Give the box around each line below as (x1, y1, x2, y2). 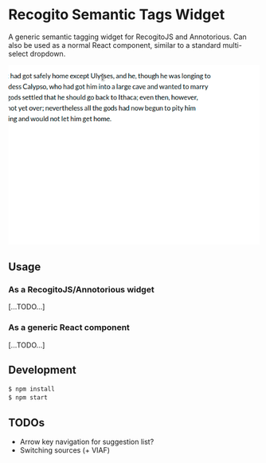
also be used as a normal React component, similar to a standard (8, 40, 221, 49)
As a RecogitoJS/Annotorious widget (8, 284, 155, 295)
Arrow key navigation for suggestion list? (19, 437, 155, 446)
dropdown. (29, 49, 66, 58)
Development (8, 363, 77, 376)
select (8, 49, 29, 58)
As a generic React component (8, 322, 130, 333)
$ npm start (8, 394, 48, 402)
